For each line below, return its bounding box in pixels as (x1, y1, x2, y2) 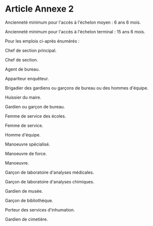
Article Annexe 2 (5, 3, 74, 15)
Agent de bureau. (5, 66, 40, 72)
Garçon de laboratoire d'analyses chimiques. (5, 179, 94, 184)
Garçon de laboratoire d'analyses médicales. (5, 169, 94, 175)
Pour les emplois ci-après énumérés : (5, 38, 80, 44)
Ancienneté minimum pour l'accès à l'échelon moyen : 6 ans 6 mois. (5, 19, 141, 25)
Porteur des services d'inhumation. (5, 207, 75, 212)
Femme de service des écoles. (5, 113, 66, 119)
